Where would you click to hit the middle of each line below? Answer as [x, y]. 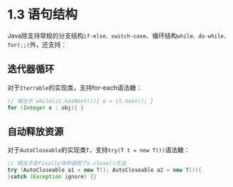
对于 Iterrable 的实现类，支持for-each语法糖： [75, 87]
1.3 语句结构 [43, 15]
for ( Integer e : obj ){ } [45, 107]
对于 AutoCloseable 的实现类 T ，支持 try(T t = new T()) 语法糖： [99, 150]
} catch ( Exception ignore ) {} [52, 177]
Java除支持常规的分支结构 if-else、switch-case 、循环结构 [92, 36]
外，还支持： [48, 44]
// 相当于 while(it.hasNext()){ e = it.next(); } [81, 101]
